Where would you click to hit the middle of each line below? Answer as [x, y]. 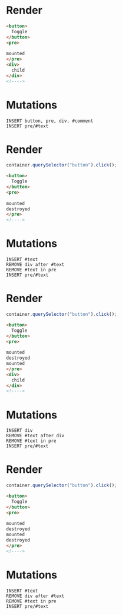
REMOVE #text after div [35, 436]
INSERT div [19, 431]
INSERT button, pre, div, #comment [50, 121]
